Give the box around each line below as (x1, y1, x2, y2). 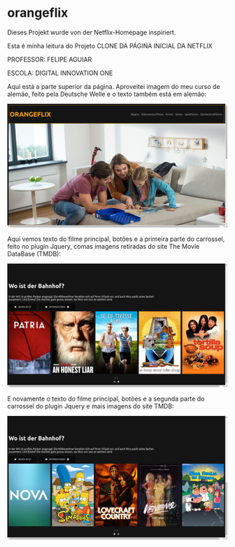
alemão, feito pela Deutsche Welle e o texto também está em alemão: (7, 90, 207, 98)
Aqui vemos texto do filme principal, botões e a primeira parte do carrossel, (7, 235, 225, 243)
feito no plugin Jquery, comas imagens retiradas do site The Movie (7, 242, 200, 250)
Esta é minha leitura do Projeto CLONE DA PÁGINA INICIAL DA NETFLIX (7, 41, 213, 50)
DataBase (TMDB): (7, 249, 62, 258)
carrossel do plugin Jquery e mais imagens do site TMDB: (7, 401, 174, 410)
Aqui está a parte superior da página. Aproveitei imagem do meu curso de (7, 82, 220, 90)
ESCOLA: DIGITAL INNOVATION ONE (7, 69, 113, 77)
